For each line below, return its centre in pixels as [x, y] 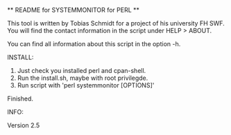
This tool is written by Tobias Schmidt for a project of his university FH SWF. [116, 23]
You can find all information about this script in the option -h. [94, 44]
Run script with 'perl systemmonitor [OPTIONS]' [86, 85]
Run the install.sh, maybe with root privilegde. [83, 78]
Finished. [20, 98]
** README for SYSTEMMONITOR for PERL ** [74, 10]
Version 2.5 [24, 125]
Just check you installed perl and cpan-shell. [82, 71]
